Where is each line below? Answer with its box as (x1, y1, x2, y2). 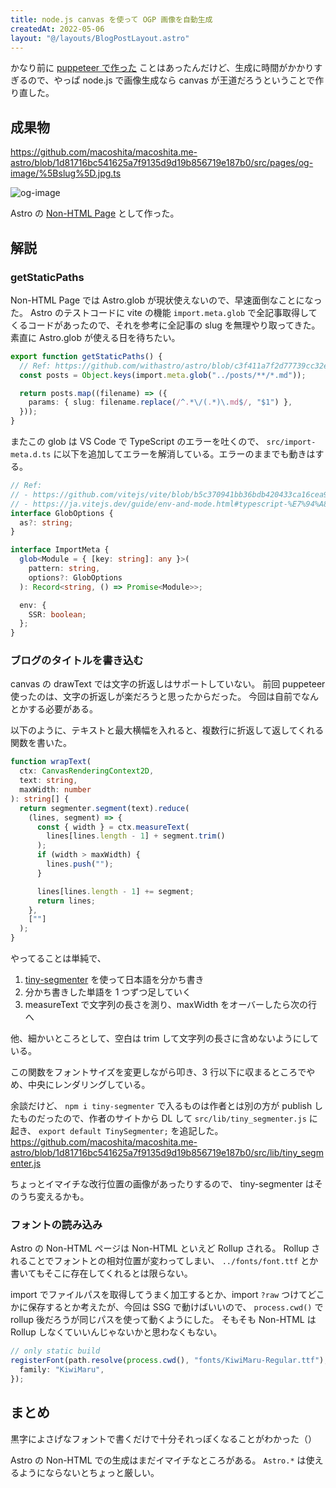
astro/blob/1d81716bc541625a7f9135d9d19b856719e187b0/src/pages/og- (10, 157, 314, 169)
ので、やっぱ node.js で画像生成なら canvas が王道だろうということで (27, 74, 316, 86)
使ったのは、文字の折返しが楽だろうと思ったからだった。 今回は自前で (10, 691, 302, 703)
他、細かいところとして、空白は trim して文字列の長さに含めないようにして (10, 1032, 320, 1045)
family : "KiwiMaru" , (19, 1365, 105, 1375)
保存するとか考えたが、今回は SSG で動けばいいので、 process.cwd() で (27, 1301, 324, 1313)
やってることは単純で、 (10, 952, 107, 965)
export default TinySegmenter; (38, 1127, 169, 1137)
